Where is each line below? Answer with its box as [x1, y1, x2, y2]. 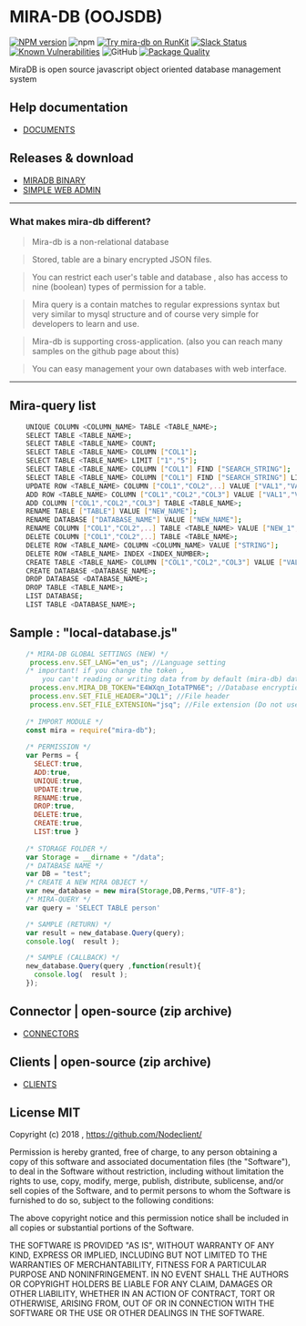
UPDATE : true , [33, 785, 84, 794]
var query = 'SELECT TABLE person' [25, 903, 161, 913]
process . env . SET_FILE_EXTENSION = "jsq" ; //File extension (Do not [29, 699, 283, 709]
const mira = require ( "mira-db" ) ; [25, 726, 157, 735]
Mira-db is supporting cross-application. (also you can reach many [31, 335, 283, 347]
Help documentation [9, 100, 128, 116]
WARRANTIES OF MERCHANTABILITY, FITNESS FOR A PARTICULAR [9, 1260, 267, 1270]
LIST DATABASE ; [25, 592, 84, 601]
